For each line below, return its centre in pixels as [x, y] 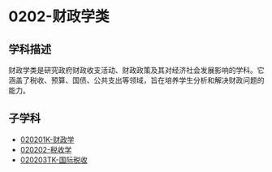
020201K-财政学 [47, 140]
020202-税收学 [46, 149]
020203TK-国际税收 [54, 160]
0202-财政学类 [59, 17]
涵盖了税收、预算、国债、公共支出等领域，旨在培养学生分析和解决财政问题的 [136, 80]
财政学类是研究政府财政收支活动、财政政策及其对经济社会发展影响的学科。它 [136, 70]
